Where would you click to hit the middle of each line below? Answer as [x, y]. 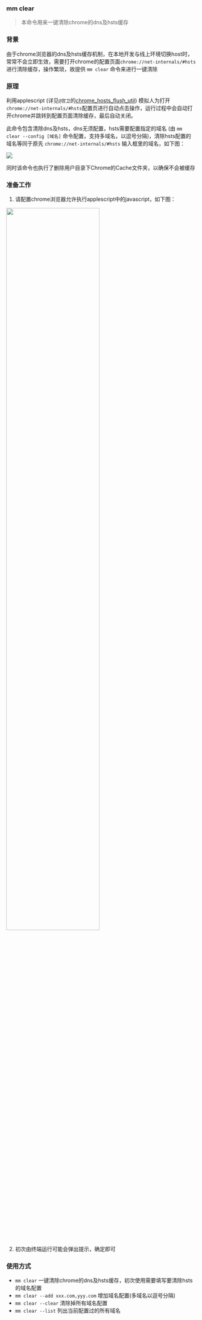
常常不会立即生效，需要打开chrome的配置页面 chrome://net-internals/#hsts [101, 61]
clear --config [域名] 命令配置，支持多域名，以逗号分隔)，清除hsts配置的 [99, 136]
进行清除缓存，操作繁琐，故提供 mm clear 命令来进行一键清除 [82, 69]
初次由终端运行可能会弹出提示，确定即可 [65, 1249]
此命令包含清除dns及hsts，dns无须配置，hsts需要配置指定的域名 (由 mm [94, 128]
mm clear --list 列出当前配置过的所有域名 [68, 1311]
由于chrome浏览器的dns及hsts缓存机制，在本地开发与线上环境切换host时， [99, 54]
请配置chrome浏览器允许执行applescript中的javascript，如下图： [95, 199]
